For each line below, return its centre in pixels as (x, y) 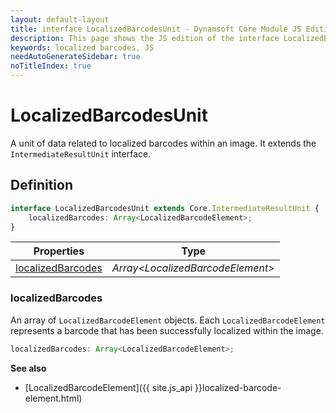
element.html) (53, 398)
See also (28, 368)
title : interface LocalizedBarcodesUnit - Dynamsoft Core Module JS (156, 29)
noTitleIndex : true (51, 66)
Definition (41, 185)
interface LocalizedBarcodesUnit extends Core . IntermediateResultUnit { (165, 208)
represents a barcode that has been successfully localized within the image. (167, 330)
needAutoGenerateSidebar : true (75, 57)
